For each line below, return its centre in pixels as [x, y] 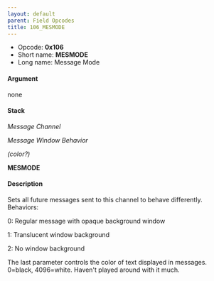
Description [25, 184]
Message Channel [34, 126]
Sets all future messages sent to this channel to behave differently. [105, 199]
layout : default [31, 14]
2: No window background [46, 248]
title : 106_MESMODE [36, 27]
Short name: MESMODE [53, 55]
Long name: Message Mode [59, 62]
